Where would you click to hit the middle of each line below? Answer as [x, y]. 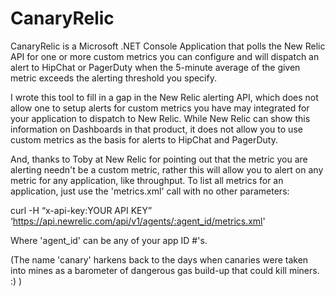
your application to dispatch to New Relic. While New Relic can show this [160, 118]
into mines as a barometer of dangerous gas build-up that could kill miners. [165, 270]
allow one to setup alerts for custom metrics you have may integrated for [160, 108]
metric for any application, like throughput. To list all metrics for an [147, 180]
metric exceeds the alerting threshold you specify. [113, 78]
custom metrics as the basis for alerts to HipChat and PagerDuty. [144, 139]
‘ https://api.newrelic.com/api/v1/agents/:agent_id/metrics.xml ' [138, 221]
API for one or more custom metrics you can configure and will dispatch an [165, 56]
